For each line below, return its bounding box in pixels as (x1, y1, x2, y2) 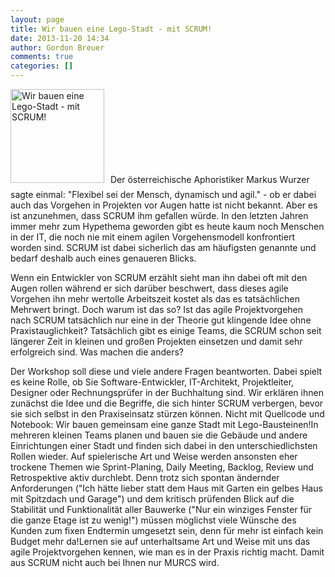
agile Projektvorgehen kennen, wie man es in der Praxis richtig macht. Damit (10, 546, 325, 558)
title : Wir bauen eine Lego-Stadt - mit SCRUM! (10, 24, 213, 34)
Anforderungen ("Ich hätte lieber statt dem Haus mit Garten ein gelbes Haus (10, 482, 323, 494)
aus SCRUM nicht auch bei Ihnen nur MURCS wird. (10, 557, 220, 568)
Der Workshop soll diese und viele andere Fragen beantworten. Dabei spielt (10, 366, 323, 377)
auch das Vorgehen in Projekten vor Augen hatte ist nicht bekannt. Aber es (10, 199, 318, 211)
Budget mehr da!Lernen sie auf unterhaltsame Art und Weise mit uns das (10, 536, 311, 547)
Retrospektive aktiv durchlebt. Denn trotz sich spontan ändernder (10, 472, 280, 483)
